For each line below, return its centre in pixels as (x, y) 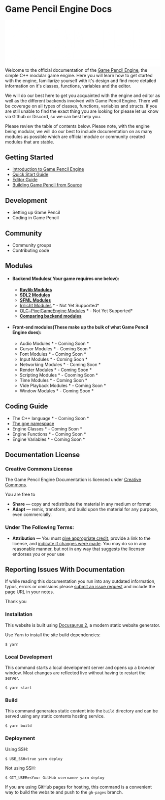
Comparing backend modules (51, 316)
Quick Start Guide (30, 175)
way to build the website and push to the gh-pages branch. (64, 792)
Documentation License (43, 455)
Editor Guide (25, 180)
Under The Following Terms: (40, 527)
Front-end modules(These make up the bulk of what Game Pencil (80, 327)
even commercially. (32, 515)
